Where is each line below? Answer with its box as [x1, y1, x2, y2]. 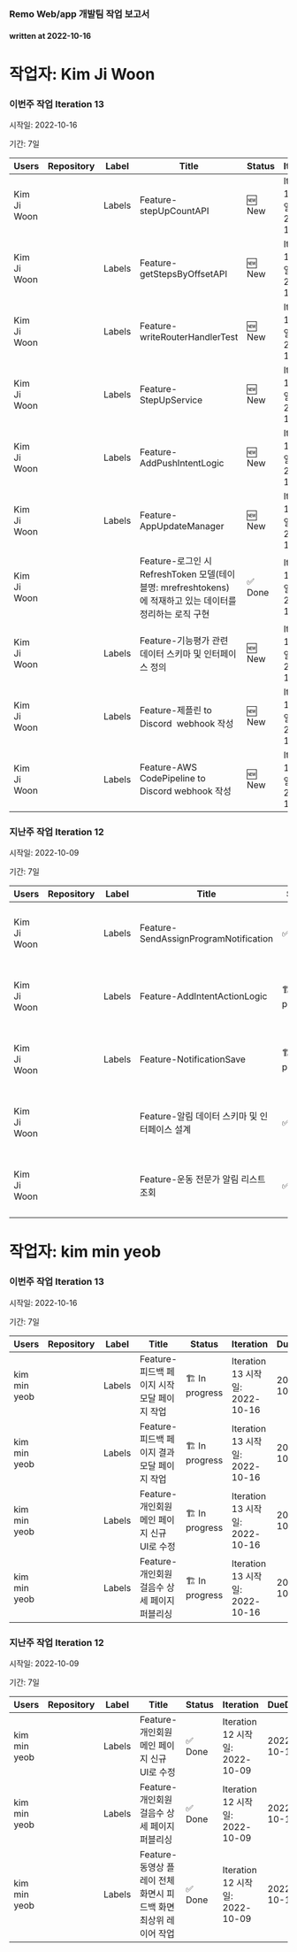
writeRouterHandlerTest [140, 331, 239, 342]
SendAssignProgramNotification [140, 933, 274, 945]
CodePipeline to [140, 772, 206, 784]
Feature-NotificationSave [140, 1053, 246, 1065]
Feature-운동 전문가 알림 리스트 [140, 1173, 266, 1186]
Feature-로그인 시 [140, 555, 212, 567]
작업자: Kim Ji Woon [9, 64, 156, 84]
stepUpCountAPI [140, 205, 209, 217]
